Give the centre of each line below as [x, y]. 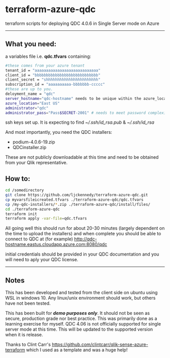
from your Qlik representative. [36, 163]
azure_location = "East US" [32, 103]
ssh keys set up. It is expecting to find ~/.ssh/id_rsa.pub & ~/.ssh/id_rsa [80, 122]
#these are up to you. [29, 89]
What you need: [31, 44]
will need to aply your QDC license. [42, 260]
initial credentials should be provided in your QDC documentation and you [82, 254]
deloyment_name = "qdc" [30, 94]
